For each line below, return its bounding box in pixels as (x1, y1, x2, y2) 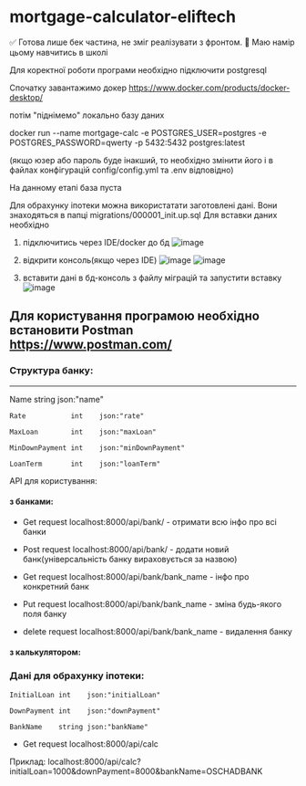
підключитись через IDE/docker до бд (22, 236, 170, 247)
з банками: (9, 496, 54, 508)
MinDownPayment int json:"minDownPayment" (9, 443, 185, 453)
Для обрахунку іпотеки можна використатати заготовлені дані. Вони (9, 199, 278, 211)
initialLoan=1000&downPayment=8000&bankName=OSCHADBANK (9, 765, 263, 777)
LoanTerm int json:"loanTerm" (9, 459, 161, 468)
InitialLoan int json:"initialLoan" (9, 690, 161, 699)
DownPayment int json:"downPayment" (9, 706, 161, 716)
